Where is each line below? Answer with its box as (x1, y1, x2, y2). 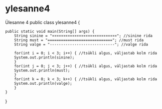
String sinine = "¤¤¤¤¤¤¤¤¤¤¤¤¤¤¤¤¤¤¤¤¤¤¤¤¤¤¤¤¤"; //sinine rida (14, 33, 153, 38)
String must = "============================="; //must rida (14, 38, 144, 43)
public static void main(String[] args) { (5, 29, 95, 34)
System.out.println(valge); (14, 81, 72, 86)
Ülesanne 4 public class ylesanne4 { (5, 19, 80, 25)
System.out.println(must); (14, 68, 70, 73)
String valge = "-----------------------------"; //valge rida (14, 42, 149, 47)
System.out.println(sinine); (14, 55, 75, 60)
